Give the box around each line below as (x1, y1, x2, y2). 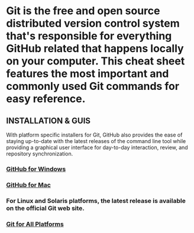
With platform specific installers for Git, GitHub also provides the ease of (6, 131, 183, 138)
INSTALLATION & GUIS (6, 115, 90, 125)
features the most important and (6, 67, 169, 80)
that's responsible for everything (6, 30, 172, 43)
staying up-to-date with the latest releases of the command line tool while (6, 138, 186, 144)
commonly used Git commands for (6, 80, 179, 93)
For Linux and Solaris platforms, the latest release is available (6, 196, 186, 205)
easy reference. (6, 92, 86, 106)
